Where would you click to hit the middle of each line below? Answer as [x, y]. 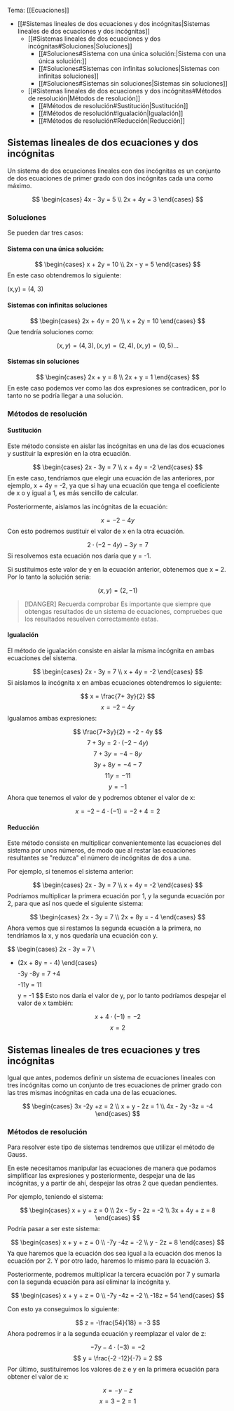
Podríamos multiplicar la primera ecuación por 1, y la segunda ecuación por [116, 896]
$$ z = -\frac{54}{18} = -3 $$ [118, 1323]
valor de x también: [45, 1003]
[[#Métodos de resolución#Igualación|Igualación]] [111, 113]
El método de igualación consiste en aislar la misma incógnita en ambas [111, 651]
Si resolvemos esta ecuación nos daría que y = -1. [79, 556]
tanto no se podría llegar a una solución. [66, 395]
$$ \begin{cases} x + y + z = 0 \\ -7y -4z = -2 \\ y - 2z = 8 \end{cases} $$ [118, 1242]
